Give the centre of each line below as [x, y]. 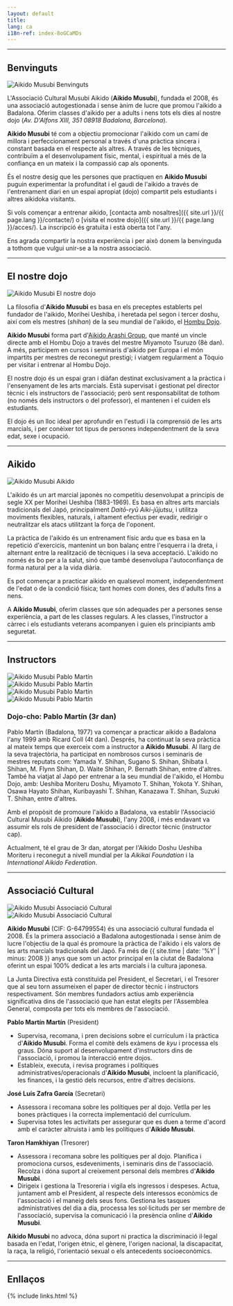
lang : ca [20, 26]
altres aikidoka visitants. [42, 199]
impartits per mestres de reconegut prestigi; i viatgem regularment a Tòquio [115, 357]
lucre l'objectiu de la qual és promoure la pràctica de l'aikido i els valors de [114, 943]
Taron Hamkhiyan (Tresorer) [49, 1142]
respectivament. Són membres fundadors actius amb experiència [101, 993]
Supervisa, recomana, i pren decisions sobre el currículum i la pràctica [118, 1035]
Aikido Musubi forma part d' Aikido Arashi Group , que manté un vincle [107, 335]
